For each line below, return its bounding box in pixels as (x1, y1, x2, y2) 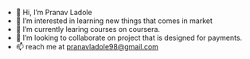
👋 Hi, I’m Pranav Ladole (15, 8, 93, 17)
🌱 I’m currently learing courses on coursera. (15, 25, 161, 33)
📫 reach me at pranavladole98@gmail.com (15, 42, 159, 51)
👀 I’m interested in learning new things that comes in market (15, 16, 213, 26)
